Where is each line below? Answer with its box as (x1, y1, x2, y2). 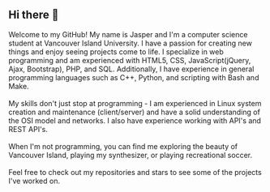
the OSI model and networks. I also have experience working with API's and (8, 115, 262, 126)
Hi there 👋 (8, 8, 59, 22)
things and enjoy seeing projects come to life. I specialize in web (8, 46, 225, 57)
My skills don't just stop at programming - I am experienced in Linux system (8, 98, 262, 108)
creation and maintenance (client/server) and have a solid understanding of (8, 107, 261, 117)
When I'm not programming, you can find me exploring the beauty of (8, 141, 238, 151)
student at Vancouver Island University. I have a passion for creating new (8, 38, 253, 48)
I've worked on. (8, 176, 61, 186)
